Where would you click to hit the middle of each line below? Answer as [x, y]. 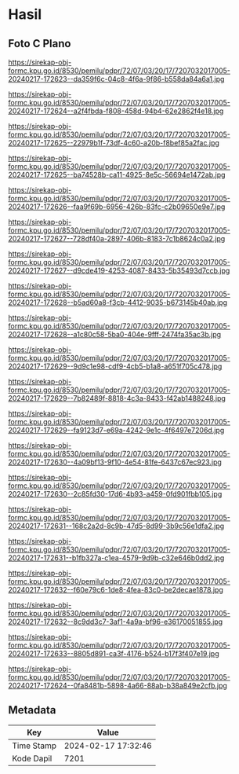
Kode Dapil [32, 758]
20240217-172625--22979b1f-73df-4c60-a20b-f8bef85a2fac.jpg [114, 143]
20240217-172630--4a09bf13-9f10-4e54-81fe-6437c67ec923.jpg [115, 462]
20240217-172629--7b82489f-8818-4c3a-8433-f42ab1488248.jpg [117, 398]
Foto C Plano [40, 44]
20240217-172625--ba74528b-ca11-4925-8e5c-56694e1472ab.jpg [117, 175]
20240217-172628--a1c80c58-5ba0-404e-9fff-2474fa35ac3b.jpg [115, 334]
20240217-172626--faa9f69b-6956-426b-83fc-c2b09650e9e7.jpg [117, 207]
